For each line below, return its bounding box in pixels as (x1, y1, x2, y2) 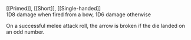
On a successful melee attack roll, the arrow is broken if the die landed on (6, 23, 186, 29)
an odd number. (6, 28, 45, 35)
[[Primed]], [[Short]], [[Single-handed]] (6, 5, 101, 12)
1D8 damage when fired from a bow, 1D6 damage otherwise (6, 11, 152, 18)
